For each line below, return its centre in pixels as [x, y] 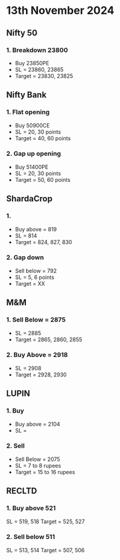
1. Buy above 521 [31, 508]
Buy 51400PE [32, 167]
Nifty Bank [27, 95]
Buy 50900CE [32, 125]
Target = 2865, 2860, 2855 [49, 340]
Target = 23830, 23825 [44, 76]
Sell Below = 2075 [37, 459]
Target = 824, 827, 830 [43, 242]
